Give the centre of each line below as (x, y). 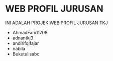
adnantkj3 (23, 38)
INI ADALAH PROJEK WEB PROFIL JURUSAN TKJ (56, 23)
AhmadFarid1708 (30, 32)
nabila (19, 48)
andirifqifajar (26, 43)
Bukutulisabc (26, 54)
